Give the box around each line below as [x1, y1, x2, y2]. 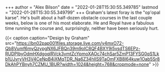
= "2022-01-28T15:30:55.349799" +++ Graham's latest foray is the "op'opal [5, 9, 161, 15]
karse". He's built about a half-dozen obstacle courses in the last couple [5, 15, 153, 20]
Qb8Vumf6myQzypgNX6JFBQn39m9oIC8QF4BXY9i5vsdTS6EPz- [5, 46, 141, 51]
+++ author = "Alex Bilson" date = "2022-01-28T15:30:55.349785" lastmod [5, 4, 159, 10]
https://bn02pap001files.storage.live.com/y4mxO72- [16, 40, 124, 46]
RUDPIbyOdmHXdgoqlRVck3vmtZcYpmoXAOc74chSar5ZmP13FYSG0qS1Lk [5, 51, 160, 57]
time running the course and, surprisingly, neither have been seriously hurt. [5, 25, 159, 31]
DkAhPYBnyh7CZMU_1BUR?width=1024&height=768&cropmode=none [5, 62, 150, 67]
